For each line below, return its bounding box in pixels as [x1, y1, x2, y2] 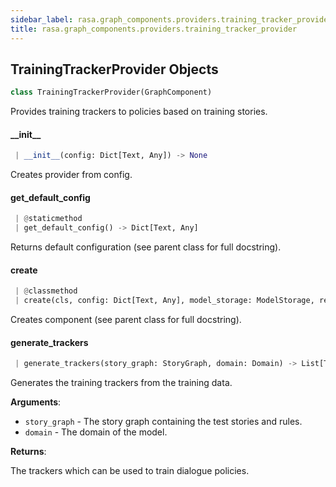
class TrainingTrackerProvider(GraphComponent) [10, 87, 213, 98]
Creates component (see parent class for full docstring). [10, 314, 242, 326]
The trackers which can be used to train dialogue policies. [10, 465, 250, 477]
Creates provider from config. [10, 169, 133, 181]
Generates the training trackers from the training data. [10, 377, 233, 389]
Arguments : [10, 396, 62, 408]
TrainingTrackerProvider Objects [10, 61, 219, 78]
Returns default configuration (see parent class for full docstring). [10, 241, 282, 253]
